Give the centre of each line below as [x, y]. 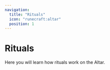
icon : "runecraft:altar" [35, 19]
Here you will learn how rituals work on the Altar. [55, 62]
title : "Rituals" [27, 14]
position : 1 [22, 24]
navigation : [17, 10]
